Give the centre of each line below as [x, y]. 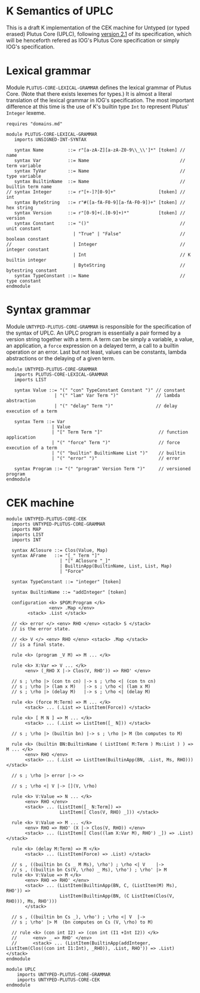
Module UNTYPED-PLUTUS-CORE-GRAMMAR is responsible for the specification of [99, 326]
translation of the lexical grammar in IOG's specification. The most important [100, 100]
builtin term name [29, 187]
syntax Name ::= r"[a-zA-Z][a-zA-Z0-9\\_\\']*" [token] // [100, 150]
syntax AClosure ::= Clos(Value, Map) [60, 550]
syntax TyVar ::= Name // [100, 171]
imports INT [27, 540]
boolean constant [28, 239]
